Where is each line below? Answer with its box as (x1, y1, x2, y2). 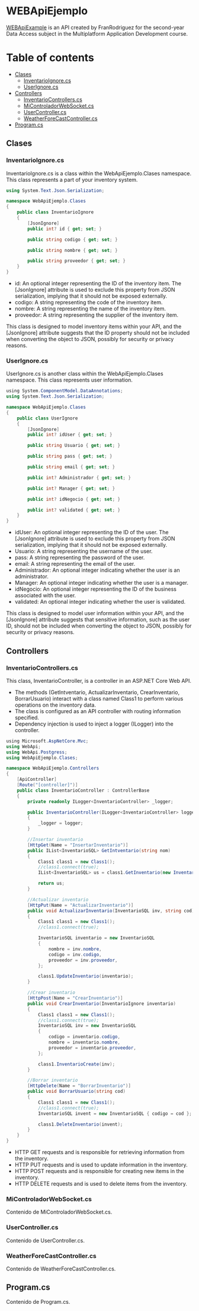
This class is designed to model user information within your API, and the (6, 610, 185, 617)
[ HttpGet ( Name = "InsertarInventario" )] (27, 842, 129, 848)
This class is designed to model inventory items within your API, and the (6, 323, 182, 330)
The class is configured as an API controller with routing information (14, 707, 181, 714)
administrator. (14, 573, 49, 580)
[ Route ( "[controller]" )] (17, 782, 78, 788)
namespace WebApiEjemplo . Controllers (6, 765, 99, 771)
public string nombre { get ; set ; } (27, 247, 118, 253)
